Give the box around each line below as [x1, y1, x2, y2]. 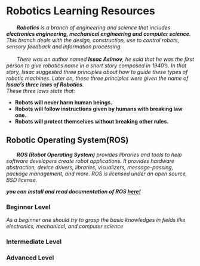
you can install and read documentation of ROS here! [6, 188, 141, 195]
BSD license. [6, 176, 38, 183]
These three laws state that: [6, 87, 76, 94]
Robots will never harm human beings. [14, 98, 113, 106]
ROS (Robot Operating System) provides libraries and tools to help [17, 151, 182, 158]
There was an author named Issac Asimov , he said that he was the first [17, 55, 195, 63]
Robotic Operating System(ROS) [6, 135, 129, 146]
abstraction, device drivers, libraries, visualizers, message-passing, [6, 163, 174, 171]
